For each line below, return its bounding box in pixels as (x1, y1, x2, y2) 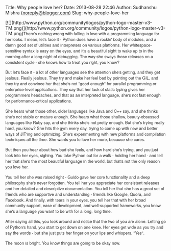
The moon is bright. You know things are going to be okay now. (5, 240, 121, 246)
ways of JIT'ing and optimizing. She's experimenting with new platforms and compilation (5, 130, 166, 137)
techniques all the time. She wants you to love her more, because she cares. (5, 136, 145, 143)
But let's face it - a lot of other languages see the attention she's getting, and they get (5, 69, 160, 76)
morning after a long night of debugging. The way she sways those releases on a (5, 53, 153, 60)
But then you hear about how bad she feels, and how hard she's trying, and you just (5, 146, 158, 153)
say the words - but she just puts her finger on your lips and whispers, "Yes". (5, 230, 144, 236)
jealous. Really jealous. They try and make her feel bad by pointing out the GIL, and (5, 74, 158, 81)
